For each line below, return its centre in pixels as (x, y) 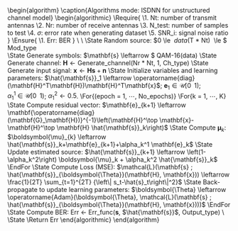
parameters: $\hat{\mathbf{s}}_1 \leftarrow (70, 78)
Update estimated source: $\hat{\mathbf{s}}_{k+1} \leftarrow (96, 152)
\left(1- (196, 152)
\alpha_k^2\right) (32, 159)
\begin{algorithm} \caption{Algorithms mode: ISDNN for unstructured (109, 10)
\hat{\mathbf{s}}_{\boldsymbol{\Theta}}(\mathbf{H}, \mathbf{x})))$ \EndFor (119, 205)
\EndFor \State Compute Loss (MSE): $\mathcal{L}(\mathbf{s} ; (100, 167)
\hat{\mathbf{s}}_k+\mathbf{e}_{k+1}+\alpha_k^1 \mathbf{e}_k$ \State (110, 145)
